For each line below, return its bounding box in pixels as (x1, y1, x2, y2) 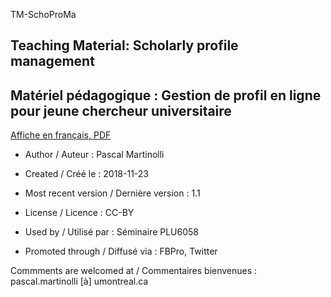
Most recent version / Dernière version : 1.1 (24, 187, 201, 199)
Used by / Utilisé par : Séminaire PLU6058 (24, 226, 199, 238)
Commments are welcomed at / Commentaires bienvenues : (10, 265, 258, 277)
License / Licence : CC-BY (24, 207, 135, 219)
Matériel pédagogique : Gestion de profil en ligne (10, 87, 322, 104)
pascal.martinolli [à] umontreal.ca (10, 275, 149, 288)
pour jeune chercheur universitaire (10, 102, 232, 119)
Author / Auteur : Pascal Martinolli (24, 149, 165, 161)
